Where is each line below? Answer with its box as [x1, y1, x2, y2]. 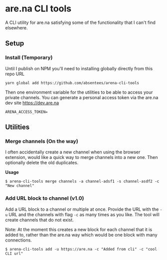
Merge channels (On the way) [5, 137, 78, 144]
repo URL [5, 71, 25, 77]
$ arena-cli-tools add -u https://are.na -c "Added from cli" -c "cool [5, 247, 157, 252]
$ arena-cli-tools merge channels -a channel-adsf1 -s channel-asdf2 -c [5, 179, 160, 184]
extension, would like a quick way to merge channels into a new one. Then [5, 154, 158, 160]
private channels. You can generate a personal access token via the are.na [5, 94, 159, 100]
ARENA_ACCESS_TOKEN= [5, 109, 48, 115]
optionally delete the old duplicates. [5, 160, 79, 166]
